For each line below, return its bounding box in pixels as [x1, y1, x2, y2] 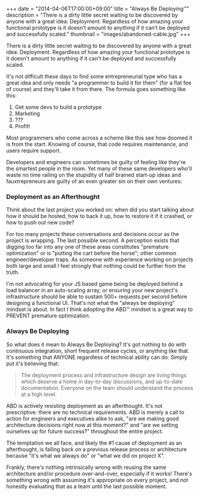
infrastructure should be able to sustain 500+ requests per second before [6, 293, 187, 300]
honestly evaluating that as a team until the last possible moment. [6, 482, 167, 490]
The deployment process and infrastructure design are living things [20, 371, 187, 379]
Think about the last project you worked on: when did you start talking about [6, 206, 194, 213]
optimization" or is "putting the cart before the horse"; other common [6, 250, 177, 257]
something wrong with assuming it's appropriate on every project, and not [6, 476, 189, 483]
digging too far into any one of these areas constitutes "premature [6, 243, 169, 250]
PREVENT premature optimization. [6, 312, 91, 319]
